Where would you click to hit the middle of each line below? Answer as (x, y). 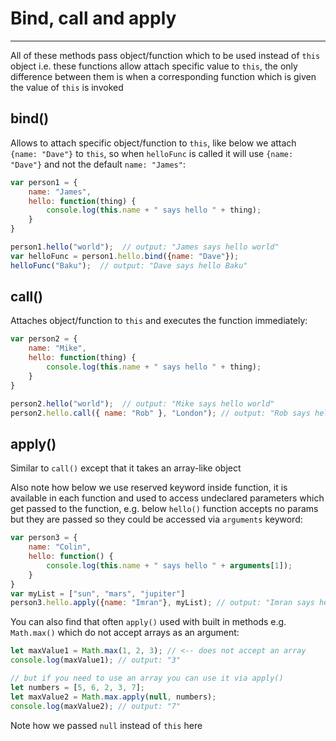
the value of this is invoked (67, 87)
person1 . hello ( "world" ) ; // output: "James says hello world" (145, 247)
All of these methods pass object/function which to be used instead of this (165, 55)
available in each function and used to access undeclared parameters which (167, 498)
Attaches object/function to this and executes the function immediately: (159, 321)
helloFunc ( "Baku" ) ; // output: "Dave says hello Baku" (129, 265)
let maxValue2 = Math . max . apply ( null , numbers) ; (113, 697)
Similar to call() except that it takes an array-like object (126, 468)
